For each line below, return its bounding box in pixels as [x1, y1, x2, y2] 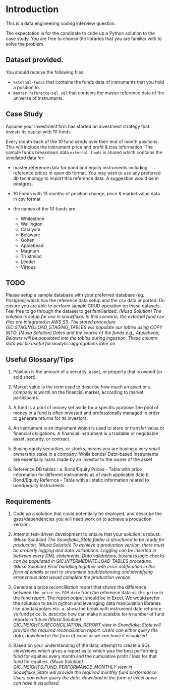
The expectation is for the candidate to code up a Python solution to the [6, 30, 155, 36]
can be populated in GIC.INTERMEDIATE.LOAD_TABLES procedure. [13, 558, 153, 564]
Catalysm [20, 226, 41, 232]
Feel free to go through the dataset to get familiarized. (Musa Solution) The [6, 308, 162, 314]
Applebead [20, 242, 44, 248]
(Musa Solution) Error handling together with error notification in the [13, 564, 155, 569]
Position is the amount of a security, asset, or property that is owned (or [13, 369, 163, 375]
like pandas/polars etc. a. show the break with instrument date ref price [13, 606, 162, 611]
